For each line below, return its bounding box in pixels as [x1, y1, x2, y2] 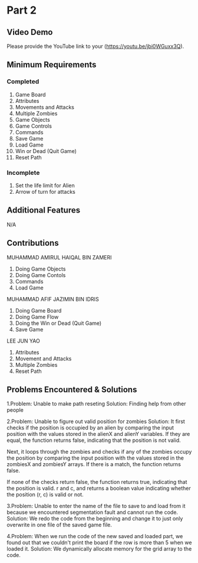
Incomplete [6, 168, 40, 177]
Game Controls [15, 122, 52, 129]
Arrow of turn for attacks [15, 188, 75, 195]
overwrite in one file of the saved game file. [6, 521, 113, 529]
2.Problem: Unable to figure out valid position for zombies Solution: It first [6, 418, 185, 425]
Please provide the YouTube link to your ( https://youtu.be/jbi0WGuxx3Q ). [6, 43, 184, 50]
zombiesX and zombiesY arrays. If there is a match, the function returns [6, 461, 181, 468]
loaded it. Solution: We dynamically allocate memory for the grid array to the [6, 545, 192, 552]
